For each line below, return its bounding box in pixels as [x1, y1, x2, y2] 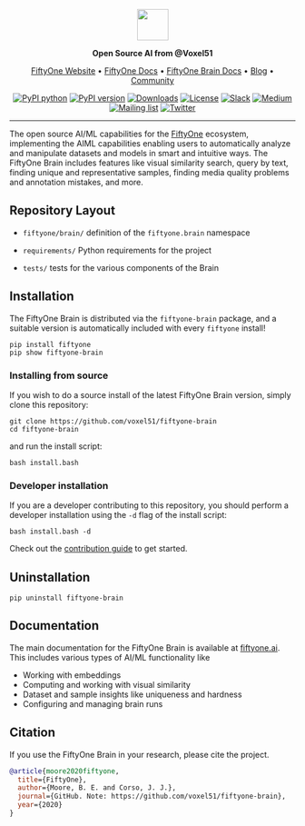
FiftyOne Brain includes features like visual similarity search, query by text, [9, 157, 289, 168]
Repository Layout [9, 203, 116, 218]
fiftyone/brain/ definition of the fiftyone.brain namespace [22, 227, 251, 238]
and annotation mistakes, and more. [9, 177, 143, 187]
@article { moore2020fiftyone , [9, 766, 120, 776]
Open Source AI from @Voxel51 [92, 48, 213, 58]
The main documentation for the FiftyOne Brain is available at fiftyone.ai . [9, 642, 280, 653]
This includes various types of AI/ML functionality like [9, 652, 211, 662]
